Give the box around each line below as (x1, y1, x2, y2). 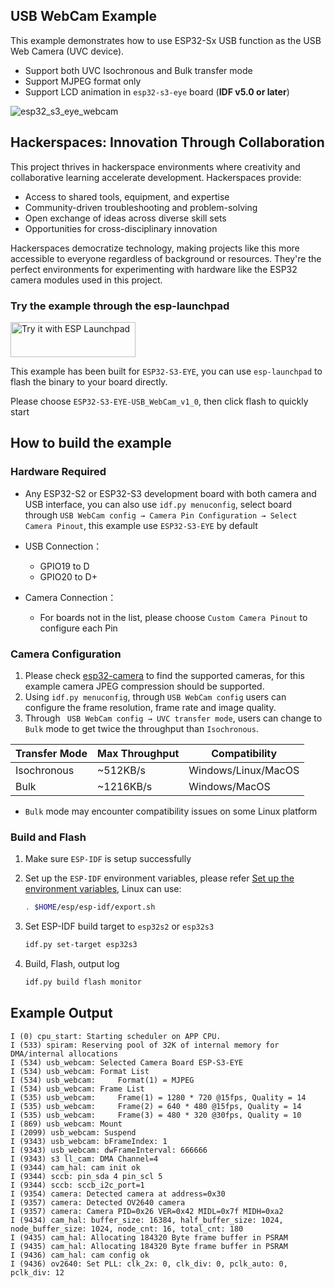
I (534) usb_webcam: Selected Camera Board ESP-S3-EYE (10, 1057, 244, 1068)
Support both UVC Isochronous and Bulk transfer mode (24, 64, 253, 76)
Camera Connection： (24, 591, 117, 603)
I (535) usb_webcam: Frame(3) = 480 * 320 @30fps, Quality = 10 (10, 1110, 302, 1120)
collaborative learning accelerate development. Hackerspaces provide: (10, 171, 302, 183)
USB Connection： (24, 540, 103, 552)
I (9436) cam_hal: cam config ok (10, 1250, 150, 1260)
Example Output (10, 1005, 113, 1022)
